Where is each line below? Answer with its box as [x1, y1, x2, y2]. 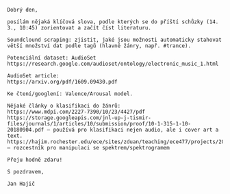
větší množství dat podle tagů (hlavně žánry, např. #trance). [7, 43, 192, 49]
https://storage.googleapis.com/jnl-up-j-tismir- [7, 114, 152, 121]
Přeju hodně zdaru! [7, 156, 63, 163]
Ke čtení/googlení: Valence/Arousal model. [7, 90, 133, 97]
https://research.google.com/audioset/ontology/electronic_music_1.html [7, 60, 219, 67]
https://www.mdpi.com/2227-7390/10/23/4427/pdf [7, 108, 146, 115]
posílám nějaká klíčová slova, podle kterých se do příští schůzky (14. [7, 19, 219, 25]
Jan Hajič [7, 180, 36, 187]
